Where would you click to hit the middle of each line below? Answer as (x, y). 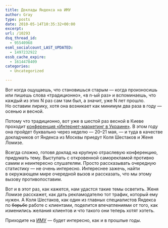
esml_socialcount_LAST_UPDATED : (39, 48)
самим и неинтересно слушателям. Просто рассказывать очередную (81, 163)
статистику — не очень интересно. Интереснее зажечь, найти (73, 168)
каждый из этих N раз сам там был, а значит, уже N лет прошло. (75, 101)
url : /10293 (18, 33)
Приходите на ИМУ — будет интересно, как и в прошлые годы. (73, 220)
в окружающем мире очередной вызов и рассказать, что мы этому (78, 174)
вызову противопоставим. (34, 179)
